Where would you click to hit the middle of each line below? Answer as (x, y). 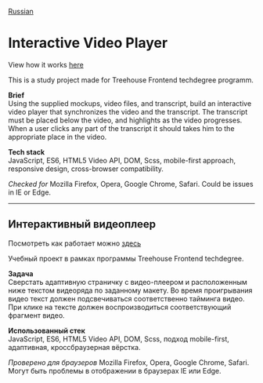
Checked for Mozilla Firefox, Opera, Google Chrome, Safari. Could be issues (131, 184)
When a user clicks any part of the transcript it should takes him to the (121, 128)
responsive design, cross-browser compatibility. (86, 169)
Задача (21, 273)
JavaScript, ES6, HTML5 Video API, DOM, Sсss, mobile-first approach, (122, 160)
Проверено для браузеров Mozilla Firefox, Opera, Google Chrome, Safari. (129, 362)
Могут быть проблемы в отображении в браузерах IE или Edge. (115, 370)
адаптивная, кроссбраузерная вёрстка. (74, 347)
